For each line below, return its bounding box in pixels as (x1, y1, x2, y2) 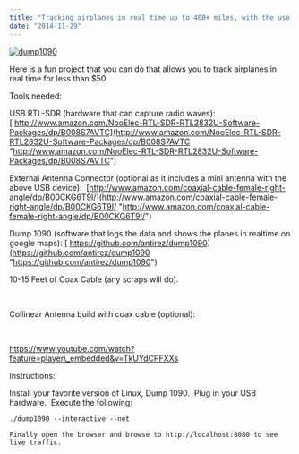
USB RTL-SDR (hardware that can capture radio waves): (9, 107, 216, 118)
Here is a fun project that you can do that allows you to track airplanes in (9, 64, 278, 74)
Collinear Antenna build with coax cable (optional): (9, 308, 196, 319)
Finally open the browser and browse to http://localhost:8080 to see (9, 430, 278, 439)
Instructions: (9, 370, 56, 381)
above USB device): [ (9, 182, 90, 193)
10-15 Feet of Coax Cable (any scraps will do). (9, 274, 179, 285)
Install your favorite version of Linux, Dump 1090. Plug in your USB (9, 387, 257, 398)
